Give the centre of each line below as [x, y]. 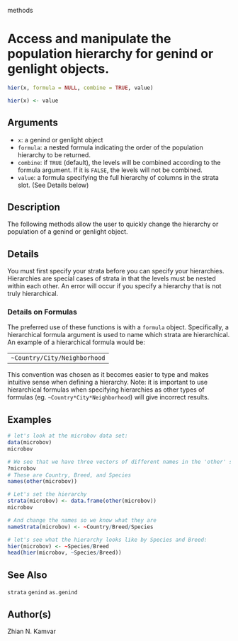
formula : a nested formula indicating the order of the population [110, 147]
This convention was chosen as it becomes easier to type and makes [108, 375]
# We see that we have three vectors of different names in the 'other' [117, 462]
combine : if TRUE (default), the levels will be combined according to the [119, 162]
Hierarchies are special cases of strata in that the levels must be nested [112, 278]
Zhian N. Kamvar [32, 631]
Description [34, 207]
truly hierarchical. [33, 294]
